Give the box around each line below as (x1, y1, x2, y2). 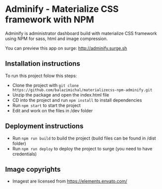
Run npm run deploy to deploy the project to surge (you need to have (12, 145, 153, 151)
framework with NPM (5, 14, 94, 25)
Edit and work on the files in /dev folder (12, 107, 93, 113)
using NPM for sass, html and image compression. (5, 36, 108, 42)
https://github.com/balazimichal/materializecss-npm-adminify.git (12, 88, 153, 93)
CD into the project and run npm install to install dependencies (12, 97, 142, 103)
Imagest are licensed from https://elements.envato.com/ (12, 178, 127, 184)
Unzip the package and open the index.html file (12, 92, 109, 97)
